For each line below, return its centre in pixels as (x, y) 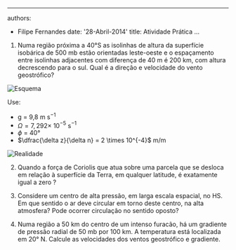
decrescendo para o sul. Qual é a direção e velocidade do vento (110, 68)
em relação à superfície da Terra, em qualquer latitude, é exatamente (117, 175)
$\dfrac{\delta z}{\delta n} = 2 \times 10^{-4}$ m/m (92, 140)
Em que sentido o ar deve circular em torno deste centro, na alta (111, 203)
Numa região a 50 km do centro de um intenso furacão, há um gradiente (122, 224)
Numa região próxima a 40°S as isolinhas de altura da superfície (111, 45)
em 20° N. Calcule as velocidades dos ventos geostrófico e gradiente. (119, 239)
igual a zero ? (37, 182)
